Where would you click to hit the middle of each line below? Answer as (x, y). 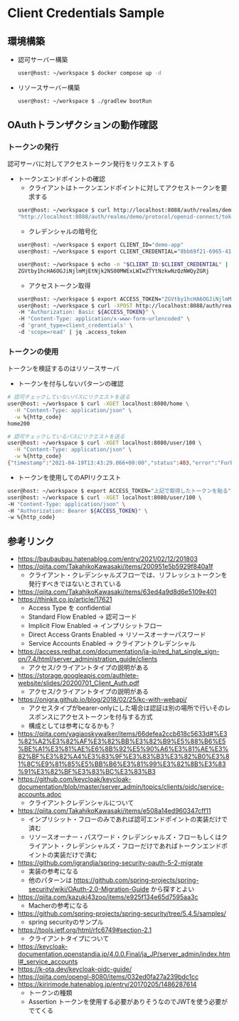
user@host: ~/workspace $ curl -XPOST (75, 305)
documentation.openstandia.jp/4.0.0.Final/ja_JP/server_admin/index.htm (124, 954)
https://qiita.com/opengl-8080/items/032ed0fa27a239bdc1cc (108, 977)
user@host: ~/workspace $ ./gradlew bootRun (85, 101)
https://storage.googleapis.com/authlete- (78, 676)
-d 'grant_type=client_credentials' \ (75, 325)
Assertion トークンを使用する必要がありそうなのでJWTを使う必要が (128, 1002)
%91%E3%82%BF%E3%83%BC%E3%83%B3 (87, 772)
